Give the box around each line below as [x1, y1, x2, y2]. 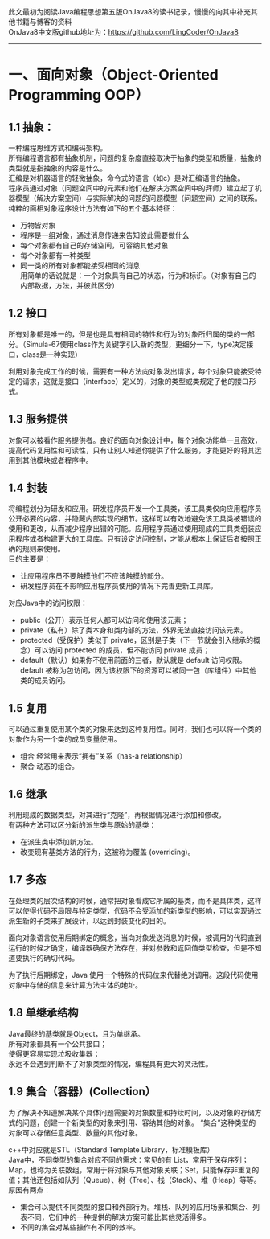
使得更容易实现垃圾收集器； [8, 1049, 100, 1058]
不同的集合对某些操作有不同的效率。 [19, 1222, 141, 1232]
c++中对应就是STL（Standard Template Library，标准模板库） [8, 1144, 215, 1155]
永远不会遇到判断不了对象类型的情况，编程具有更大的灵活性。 [8, 1059, 213, 1069]
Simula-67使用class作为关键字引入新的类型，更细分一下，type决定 [25, 339, 247, 349]
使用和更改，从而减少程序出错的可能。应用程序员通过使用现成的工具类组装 [8, 524, 255, 534]
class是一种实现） [22, 349, 83, 359]
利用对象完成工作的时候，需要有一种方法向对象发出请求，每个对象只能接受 [8, 366, 255, 376]
